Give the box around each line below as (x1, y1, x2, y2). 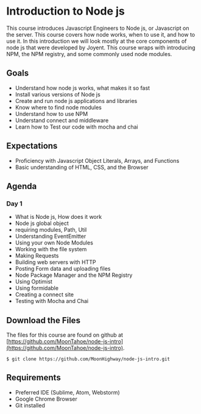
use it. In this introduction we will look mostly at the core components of (6, 37, 187, 45)
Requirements (6, 373, 61, 383)
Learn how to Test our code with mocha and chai (15, 123, 138, 130)
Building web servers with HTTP (15, 259, 96, 266)
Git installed (15, 401, 46, 409)
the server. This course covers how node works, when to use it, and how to (6, 30, 196, 38)
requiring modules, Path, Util (15, 226, 87, 234)
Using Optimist (15, 278, 53, 285)
